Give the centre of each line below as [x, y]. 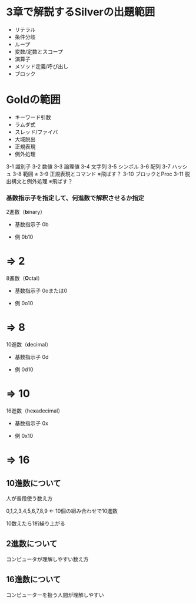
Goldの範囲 [33, 100]
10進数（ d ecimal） [29, 345]
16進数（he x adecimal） [35, 411]
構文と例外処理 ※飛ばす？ [42, 181]
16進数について [34, 580]
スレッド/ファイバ [36, 132]
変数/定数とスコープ [39, 51]
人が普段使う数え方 [29, 498]
